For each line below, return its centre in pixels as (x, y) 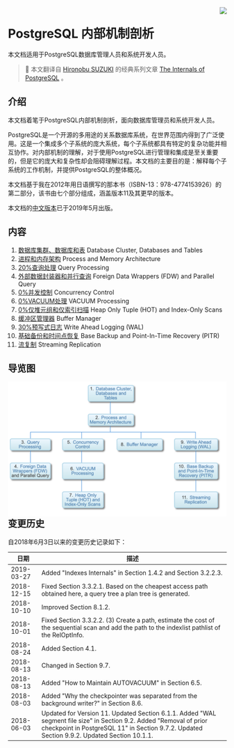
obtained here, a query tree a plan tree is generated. (116, 594)
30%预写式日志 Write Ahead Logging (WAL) (81, 327)
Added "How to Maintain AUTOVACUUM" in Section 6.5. (122, 683)
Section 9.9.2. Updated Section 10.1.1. (97, 735)
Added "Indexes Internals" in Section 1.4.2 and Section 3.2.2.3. (132, 573)
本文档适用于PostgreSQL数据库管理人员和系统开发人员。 (89, 54)
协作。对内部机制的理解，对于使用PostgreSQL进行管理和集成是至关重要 (116, 152)
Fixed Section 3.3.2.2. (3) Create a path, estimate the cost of (128, 620)
